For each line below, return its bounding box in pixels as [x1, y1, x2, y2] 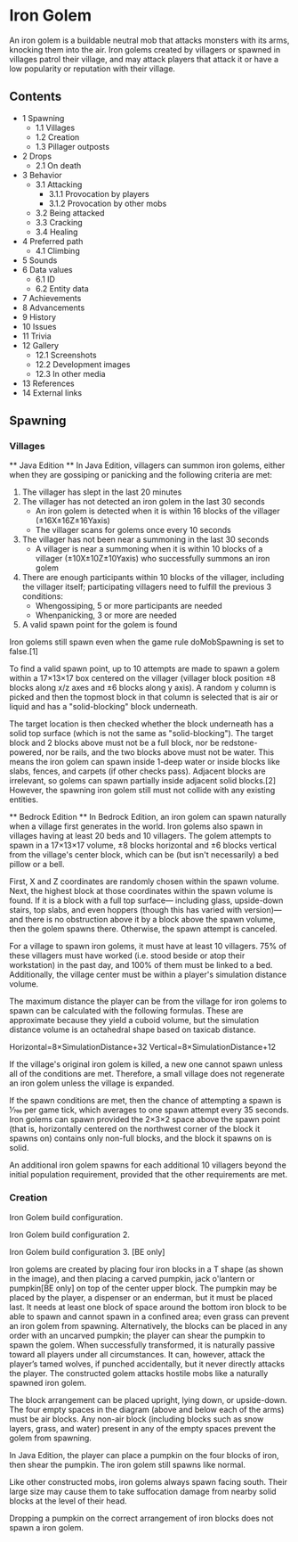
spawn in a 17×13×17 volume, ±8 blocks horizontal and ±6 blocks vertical [9, 840, 278, 851]
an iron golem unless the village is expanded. [9, 1078, 175, 1088]
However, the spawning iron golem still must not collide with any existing [9, 785, 276, 796]
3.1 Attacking [35, 179, 83, 190]
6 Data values [21, 264, 73, 275]
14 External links [21, 387, 83, 398]
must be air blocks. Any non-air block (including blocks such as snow [9, 1414, 264, 1424]
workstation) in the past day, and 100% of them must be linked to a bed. [9, 960, 273, 971]
